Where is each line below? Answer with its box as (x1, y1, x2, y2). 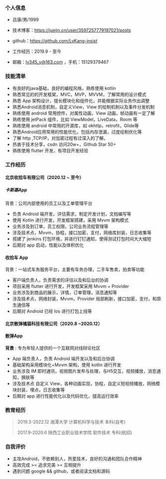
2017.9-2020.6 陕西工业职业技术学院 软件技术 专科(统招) (17, 430, 133, 436)
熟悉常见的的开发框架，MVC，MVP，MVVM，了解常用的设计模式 (12, 91, 147, 97)
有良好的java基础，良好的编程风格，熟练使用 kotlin (12, 85, 116, 91)
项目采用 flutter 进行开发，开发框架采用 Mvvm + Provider (12, 283, 129, 289)
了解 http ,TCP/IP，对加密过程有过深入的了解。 (12, 135, 108, 141)
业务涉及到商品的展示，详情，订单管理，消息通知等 (12, 289, 117, 295)
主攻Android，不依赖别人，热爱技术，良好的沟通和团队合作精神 (12, 456, 142, 462)
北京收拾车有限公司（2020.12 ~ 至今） (5, 175, 84, 181)
